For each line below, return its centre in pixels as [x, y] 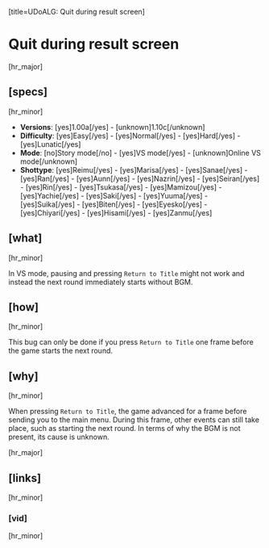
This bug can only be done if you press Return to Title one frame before [131, 342]
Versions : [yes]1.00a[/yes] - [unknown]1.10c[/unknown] [112, 127]
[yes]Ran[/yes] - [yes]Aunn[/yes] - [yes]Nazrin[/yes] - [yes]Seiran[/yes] [140, 178]
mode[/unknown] [49, 161]
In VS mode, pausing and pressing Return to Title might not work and [126, 273]
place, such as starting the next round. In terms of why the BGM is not [124, 429]
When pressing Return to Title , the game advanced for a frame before [128, 412]
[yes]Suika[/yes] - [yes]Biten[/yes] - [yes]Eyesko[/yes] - [114, 204]
